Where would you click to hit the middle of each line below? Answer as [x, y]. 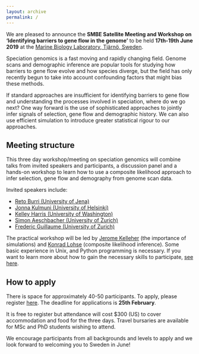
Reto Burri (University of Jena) [52, 201]
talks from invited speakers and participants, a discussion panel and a [91, 166]
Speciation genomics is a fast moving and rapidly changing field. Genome [96, 58]
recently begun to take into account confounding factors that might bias [94, 77]
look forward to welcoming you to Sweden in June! [68, 344]
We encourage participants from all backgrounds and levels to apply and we [99, 339]
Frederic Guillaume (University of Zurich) [65, 227]
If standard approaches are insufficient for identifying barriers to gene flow [98, 95]
